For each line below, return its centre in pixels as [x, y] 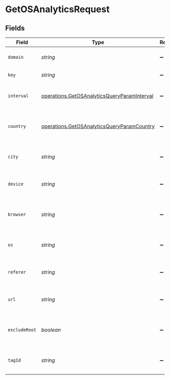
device [16, 184]
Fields [15, 28]
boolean [51, 330]
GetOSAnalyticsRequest [57, 9]
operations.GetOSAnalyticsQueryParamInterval [97, 96]
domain [16, 57]
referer [17, 272]
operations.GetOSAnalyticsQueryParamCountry [98, 126]
